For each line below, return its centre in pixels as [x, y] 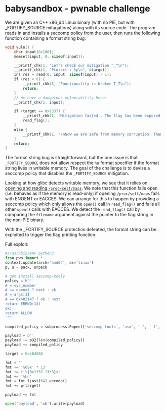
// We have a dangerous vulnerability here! [61, 98]
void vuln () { [20, 47]
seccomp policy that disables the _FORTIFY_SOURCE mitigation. [67, 174]
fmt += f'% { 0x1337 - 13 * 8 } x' [33, 372]
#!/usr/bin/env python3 [30, 253]
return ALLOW [19, 313]
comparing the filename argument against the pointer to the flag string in [79, 215]
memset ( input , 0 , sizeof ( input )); [49, 57]
